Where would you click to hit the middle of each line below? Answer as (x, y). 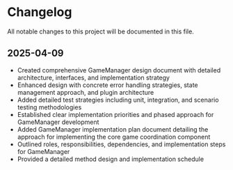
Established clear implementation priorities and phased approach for (115, 114)
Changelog (40, 12)
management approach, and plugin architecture (86, 92)
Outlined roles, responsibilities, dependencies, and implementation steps (121, 144)
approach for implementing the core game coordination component (114, 137)
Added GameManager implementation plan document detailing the (113, 129)
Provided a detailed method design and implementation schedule (110, 159)
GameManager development (58, 122)
